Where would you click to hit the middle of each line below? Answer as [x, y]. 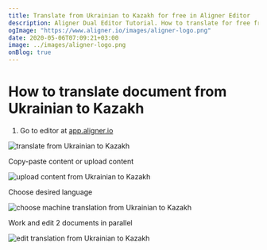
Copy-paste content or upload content [71, 161]
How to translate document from [118, 92]
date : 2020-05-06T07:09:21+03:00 [64, 38]
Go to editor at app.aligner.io [66, 130]
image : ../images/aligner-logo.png [67, 45]
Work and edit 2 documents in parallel [70, 222]
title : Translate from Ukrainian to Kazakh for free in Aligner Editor [129, 15]
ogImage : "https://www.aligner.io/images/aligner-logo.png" [110, 30]
